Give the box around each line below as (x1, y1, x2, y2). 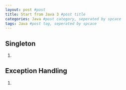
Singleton (5, 39, 36, 47)
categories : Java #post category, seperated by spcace (5, 16, 122, 21)
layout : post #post (5, 7, 46, 12)
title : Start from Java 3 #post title (5, 12, 86, 17)
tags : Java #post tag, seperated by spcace (5, 21, 97, 26)
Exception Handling (5, 67, 67, 75)
